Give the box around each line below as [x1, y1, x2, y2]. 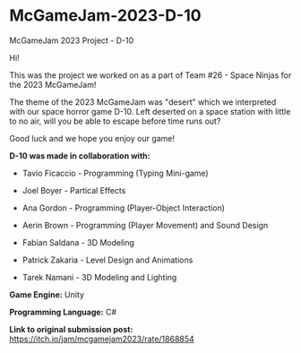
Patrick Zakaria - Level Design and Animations [21, 254, 193, 265]
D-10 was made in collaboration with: [9, 150, 150, 161]
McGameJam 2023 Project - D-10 [9, 35, 134, 46]
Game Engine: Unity [9, 288, 85, 300]
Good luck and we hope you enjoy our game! [9, 133, 176, 143]
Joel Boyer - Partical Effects [21, 185, 126, 195]
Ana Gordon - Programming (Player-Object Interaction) [21, 202, 226, 213]
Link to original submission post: [9, 323, 133, 334]
